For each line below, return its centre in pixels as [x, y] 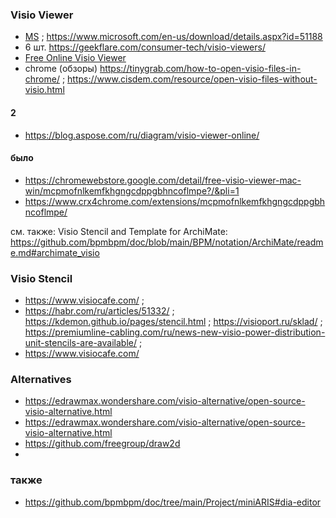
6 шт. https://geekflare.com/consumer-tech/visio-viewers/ [145, 47]
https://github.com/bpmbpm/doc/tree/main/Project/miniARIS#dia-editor [173, 502]
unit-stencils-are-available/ [80, 342]
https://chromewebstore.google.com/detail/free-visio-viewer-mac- [163, 180]
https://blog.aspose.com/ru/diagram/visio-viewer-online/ [142, 135]
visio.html [44, 90]
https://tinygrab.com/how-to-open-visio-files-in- [200, 69]
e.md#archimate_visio [55, 252]
